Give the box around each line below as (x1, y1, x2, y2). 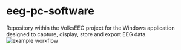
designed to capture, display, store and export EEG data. (6, 30, 147, 37)
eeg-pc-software (6, 4, 95, 18)
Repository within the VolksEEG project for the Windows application (6, 24, 175, 31)
